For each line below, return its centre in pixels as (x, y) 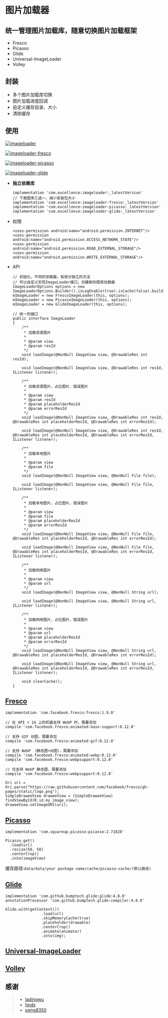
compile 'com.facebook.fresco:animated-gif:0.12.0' (60, 741)
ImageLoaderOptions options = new (48, 286)
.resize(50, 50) (27, 850)
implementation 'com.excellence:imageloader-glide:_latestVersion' (84, 211)
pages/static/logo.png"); (32, 792)
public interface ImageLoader (44, 318)
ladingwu (34, 999)
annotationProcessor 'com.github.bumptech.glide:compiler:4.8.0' (75, 901)
